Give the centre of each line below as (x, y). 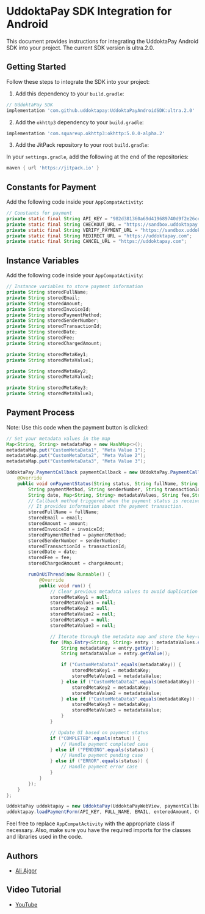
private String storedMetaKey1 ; (47, 354)
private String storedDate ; (42, 332)
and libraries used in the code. (45, 837)
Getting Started (36, 67)
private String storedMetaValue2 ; (50, 377)
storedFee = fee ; (50, 558)
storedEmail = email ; (56, 518)
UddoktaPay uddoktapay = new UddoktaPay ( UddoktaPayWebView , (85, 806)
